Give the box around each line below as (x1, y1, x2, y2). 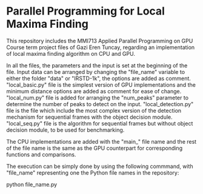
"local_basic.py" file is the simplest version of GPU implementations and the (6, 81, 196, 89)
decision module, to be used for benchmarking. (6, 126, 125, 133)
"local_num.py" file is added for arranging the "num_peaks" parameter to (6, 94, 189, 101)
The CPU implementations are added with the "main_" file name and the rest (6, 138, 197, 145)
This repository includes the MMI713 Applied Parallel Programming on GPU (6, 37, 193, 44)
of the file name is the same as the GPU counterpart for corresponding (6, 144, 183, 152)
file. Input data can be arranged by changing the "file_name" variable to (6, 68, 185, 75)
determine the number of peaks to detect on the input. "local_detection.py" (6, 100, 194, 107)
